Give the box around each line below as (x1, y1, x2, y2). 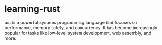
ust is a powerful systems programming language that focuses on (4, 20, 137, 25)
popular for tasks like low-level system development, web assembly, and (4, 30, 152, 36)
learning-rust (4, 3, 60, 15)
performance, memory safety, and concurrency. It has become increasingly (4, 24, 158, 30)
